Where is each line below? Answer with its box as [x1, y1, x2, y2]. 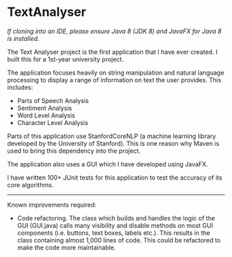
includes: [7, 83, 33, 91]
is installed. [7, 34, 40, 42]
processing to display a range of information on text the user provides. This [7, 75, 222, 84]
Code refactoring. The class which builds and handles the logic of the [17, 213, 215, 222]
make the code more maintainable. [17, 243, 116, 251]
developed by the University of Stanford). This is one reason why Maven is [7, 139, 220, 147]
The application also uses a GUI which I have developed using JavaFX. [7, 160, 209, 168]
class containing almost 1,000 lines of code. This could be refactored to [17, 236, 221, 244]
